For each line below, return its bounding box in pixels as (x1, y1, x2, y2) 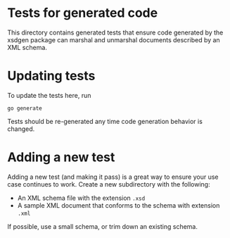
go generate (7, 104, 42, 112)
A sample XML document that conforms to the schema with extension (17, 201, 220, 209)
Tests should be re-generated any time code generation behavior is (7, 117, 203, 125)
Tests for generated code (7, 5, 158, 21)
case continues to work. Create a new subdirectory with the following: (7, 180, 210, 188)
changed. (7, 125, 35, 133)
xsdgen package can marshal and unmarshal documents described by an (7, 35, 220, 44)
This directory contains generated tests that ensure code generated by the (7, 28, 224, 37)
